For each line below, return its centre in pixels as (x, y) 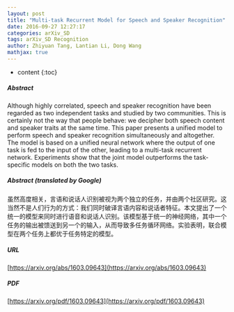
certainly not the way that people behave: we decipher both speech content (116, 120)
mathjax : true (28, 53)
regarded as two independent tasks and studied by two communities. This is (117, 113)
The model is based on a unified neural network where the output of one (111, 142)
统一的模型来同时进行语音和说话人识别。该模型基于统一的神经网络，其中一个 (117, 216)
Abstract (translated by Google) (55, 181)
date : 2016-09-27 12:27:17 (46, 26)
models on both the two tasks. (75, 165)
